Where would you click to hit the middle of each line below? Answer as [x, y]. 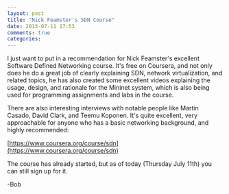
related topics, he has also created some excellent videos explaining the [109, 80]
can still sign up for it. [38, 171]
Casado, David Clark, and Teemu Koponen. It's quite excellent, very [102, 116]
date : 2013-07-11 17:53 [41, 26]
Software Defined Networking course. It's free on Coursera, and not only [110, 66]
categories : [24, 39]
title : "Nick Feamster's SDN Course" [61, 20]
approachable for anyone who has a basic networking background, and [108, 123]
